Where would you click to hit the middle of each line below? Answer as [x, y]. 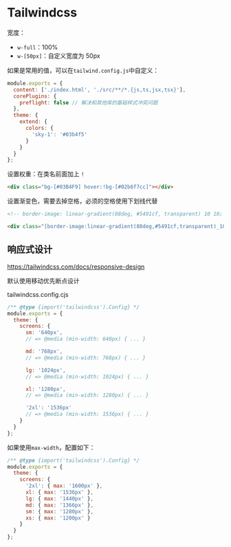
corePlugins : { [35, 96]
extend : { [34, 122]
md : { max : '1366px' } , [59, 505]
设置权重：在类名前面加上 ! [46, 174]
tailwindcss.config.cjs [38, 294]
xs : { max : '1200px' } [58, 518]
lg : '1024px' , [46, 370]
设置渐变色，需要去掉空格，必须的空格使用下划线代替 [82, 201]
